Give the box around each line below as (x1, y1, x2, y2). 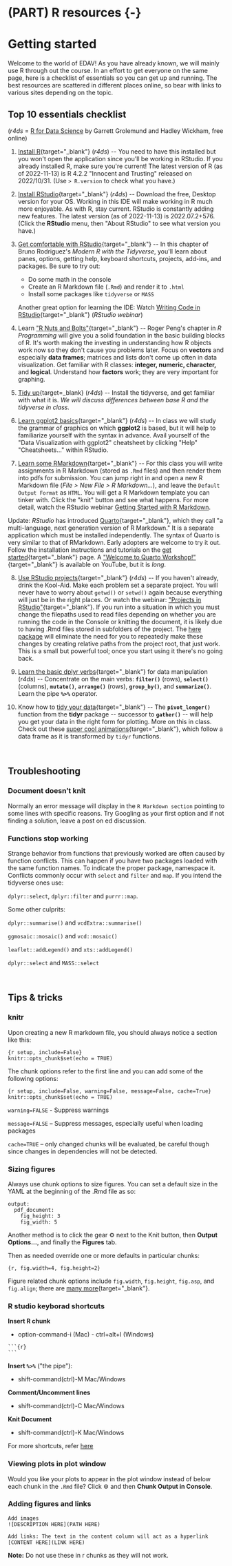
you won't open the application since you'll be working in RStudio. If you (17, 154, 223, 163)
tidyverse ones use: (8, 878, 64, 887)
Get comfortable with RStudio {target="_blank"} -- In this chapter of (17, 240, 209, 248)
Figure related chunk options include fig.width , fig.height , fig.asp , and (8, 1277, 215, 1285)
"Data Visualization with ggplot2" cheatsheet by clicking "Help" (17, 438, 198, 446)
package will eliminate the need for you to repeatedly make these (17, 632, 204, 640)
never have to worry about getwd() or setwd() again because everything (17, 588, 222, 597)
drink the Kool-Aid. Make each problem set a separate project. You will (17, 581, 218, 589)
